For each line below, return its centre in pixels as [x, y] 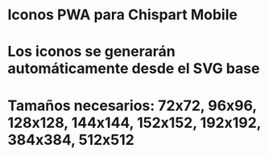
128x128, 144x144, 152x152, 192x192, [134, 123]
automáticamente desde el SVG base [134, 69]
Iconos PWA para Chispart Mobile [123, 15]
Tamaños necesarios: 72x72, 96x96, [132, 105]
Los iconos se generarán [91, 52]
